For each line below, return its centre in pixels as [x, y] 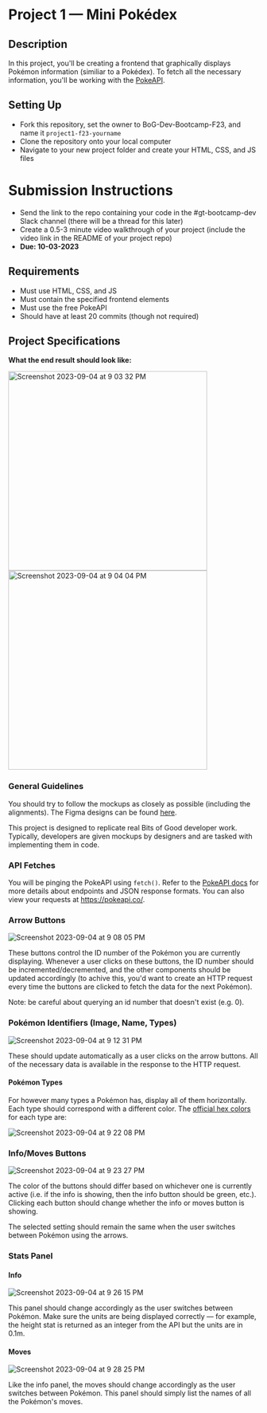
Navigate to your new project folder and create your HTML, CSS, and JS [138, 150]
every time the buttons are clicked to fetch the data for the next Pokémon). [130, 987]
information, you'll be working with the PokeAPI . [87, 80]
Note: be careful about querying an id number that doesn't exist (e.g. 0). [126, 1003]
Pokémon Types [35, 1082]
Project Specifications [64, 341]
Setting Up [35, 105]
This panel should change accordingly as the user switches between [121, 1308]
